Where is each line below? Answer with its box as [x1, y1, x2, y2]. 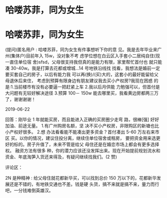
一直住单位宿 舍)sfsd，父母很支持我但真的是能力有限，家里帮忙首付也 [5, 59, 148, 65]
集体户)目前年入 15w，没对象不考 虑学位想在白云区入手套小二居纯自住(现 [11, 53, 161, 59]
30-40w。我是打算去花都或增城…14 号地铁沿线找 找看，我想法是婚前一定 [10, 65, 161, 71]
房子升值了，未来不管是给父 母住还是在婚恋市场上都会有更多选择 [26, 141, 160, 147]
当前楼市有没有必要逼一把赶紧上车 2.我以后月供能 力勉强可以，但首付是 [13, 84, 161, 90]
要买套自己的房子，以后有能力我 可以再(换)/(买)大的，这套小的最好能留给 [5, 72, 155, 78]
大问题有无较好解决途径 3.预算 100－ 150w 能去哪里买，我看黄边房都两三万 [5, 90, 159, 96]
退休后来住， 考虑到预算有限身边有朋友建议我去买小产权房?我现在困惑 [9, 78, 153, 84]
